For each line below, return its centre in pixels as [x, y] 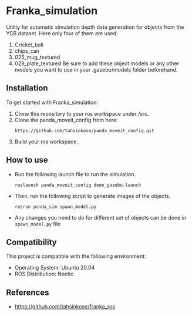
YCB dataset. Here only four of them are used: [62, 33]
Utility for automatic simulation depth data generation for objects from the [95, 27]
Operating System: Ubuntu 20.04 [55, 268]
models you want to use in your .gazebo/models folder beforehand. [96, 69]
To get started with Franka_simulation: [52, 102]
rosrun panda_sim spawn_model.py [55, 207]
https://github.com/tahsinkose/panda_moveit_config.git [84, 130]
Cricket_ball [29, 45]
